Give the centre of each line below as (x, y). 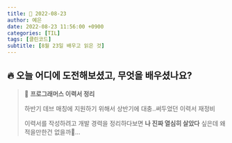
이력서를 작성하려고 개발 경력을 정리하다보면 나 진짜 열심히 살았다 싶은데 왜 (125, 123)
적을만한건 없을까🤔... (52, 132)
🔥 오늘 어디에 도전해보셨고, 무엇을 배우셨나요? (100, 76)
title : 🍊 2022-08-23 (37, 14)
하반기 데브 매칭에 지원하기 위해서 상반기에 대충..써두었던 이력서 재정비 (119, 108)
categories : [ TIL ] (34, 33)
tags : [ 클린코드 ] (30, 40)
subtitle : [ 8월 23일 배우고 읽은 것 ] (56, 46)
